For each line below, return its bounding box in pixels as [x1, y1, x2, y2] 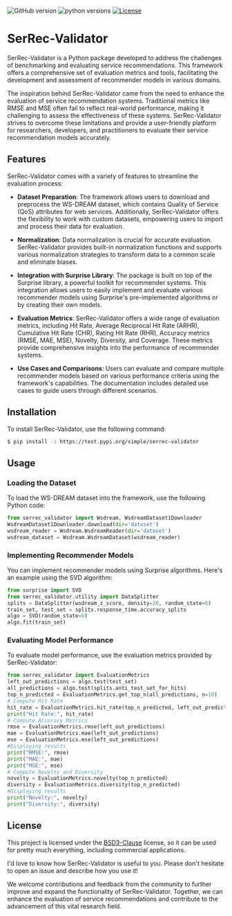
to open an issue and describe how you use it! [7, 866, 138, 874]
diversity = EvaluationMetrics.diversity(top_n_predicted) [7, 782, 181, 789]
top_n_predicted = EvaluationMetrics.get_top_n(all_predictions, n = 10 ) [7, 692, 217, 698]
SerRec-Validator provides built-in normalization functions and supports [17, 243, 222, 251]
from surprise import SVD [7, 586, 81, 594]
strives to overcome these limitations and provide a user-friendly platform [7, 118, 217, 127]
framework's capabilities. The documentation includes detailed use [17, 378, 209, 387]
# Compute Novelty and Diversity [7, 768, 104, 775]
